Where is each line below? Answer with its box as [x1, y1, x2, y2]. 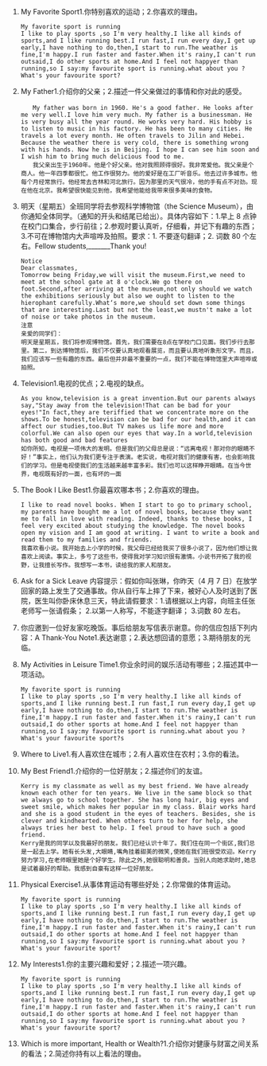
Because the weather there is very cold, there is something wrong [20, 139, 249, 146]
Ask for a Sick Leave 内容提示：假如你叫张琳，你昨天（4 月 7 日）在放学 [20, 576, 257, 585]
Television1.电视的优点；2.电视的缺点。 [20, 379, 149, 388]
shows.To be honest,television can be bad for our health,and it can [20, 416, 257, 424]
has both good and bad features [20, 436, 128, 444]
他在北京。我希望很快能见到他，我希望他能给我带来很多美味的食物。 [26, 186, 217, 194]
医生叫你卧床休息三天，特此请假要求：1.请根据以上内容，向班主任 [34, 596, 249, 605]
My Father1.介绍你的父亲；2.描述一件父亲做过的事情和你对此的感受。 [20, 87, 246, 96]
